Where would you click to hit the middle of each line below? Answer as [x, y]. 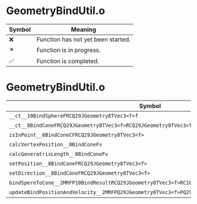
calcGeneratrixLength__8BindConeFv [59, 154]
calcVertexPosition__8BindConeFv [56, 144]
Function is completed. [68, 61]
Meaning [84, 29]
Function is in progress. [68, 50]
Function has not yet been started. [83, 39]
